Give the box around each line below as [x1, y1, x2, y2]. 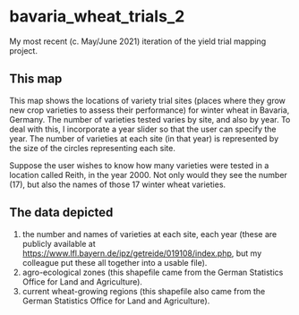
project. [9, 45, 38, 55]
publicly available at [21, 238, 96, 249]
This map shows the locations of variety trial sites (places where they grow [9, 95, 286, 106]
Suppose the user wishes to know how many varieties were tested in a [9, 159, 269, 171]
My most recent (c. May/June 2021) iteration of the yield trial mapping [9, 36, 267, 47]
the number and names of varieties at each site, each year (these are [21, 228, 278, 239]
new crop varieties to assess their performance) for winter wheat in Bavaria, [9, 105, 290, 115]
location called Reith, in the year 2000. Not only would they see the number [9, 169, 288, 180]
